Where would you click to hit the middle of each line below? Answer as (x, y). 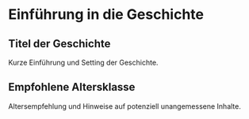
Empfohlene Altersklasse (72, 87)
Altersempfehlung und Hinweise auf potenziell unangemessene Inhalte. (125, 106)
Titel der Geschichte (59, 44)
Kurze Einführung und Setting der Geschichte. (83, 62)
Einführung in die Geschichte (106, 15)
